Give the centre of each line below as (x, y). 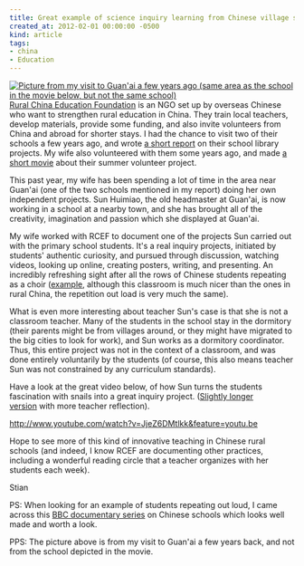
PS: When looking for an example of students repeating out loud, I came (143, 505)
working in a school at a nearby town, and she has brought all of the (136, 209)
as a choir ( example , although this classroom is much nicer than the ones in (150, 284)
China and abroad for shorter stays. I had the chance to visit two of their (144, 134)
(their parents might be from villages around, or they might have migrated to (151, 331)
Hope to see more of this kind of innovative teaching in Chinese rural (138, 441)
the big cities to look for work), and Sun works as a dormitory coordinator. (147, 340)
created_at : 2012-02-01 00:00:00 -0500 (85, 26)
